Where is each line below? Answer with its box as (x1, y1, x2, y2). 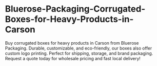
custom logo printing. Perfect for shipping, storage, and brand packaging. (5, 50, 153, 56)
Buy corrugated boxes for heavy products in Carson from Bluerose (5, 40, 139, 46)
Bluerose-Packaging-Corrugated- (5, 3, 145, 15)
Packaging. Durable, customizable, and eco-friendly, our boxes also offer (5, 45, 152, 51)
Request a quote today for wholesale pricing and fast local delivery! (5, 55, 140, 61)
